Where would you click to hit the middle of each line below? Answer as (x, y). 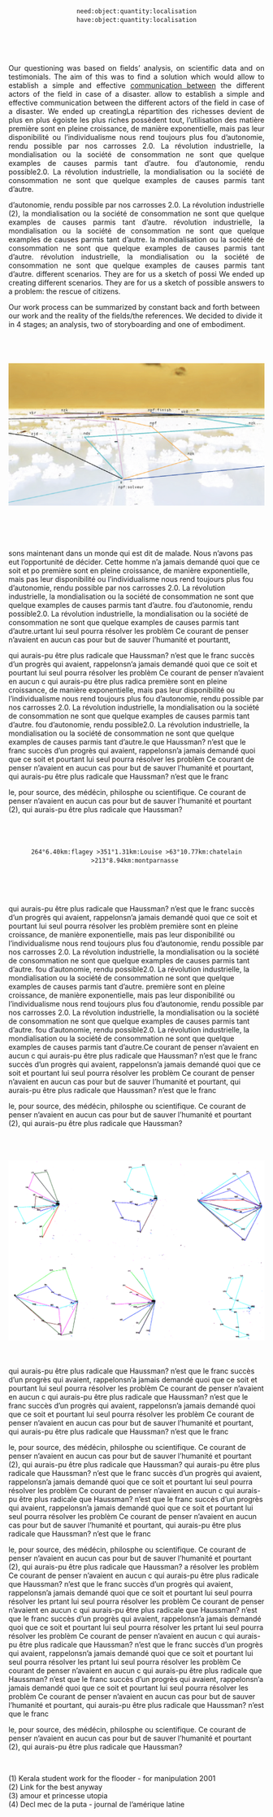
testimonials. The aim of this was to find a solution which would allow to (136, 76)
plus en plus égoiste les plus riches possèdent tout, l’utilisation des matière (136, 120)
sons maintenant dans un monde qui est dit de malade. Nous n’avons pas (131, 553)
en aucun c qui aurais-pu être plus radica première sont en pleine (118, 681)
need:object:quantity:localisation (136, 11)
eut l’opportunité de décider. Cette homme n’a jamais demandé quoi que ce (134, 561)
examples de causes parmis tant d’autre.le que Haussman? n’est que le (127, 741)
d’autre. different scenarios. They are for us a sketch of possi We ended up (136, 274)
